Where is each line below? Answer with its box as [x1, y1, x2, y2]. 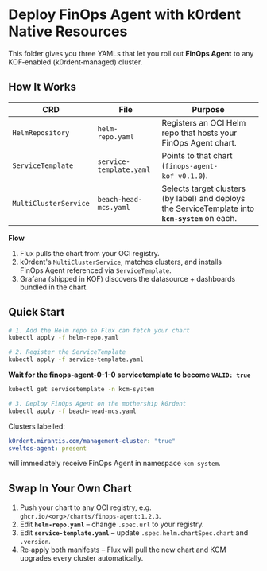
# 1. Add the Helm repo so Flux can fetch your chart [8, 326, 191, 335]
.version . [19, 537, 52, 546]
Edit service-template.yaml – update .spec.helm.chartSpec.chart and [19, 528, 249, 538]
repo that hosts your [161, 127, 238, 138]
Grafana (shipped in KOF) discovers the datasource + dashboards [19, 274, 236, 283]
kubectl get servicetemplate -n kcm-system [8, 386, 155, 394]
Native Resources [8, 22, 128, 41]
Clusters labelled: [8, 421, 66, 431]
